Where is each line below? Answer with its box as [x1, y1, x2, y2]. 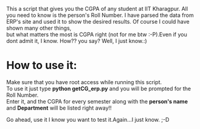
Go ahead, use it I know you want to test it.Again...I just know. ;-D [6, 116, 170, 123]
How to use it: [6, 59, 77, 72]
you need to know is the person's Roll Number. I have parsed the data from [6, 12, 194, 19]
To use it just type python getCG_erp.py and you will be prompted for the [6, 85, 191, 92]
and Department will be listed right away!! [6, 104, 112, 111]
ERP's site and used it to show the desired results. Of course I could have [6, 18, 190, 25]
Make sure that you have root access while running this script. [6, 78, 162, 85]
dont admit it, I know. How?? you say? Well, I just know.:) [6, 38, 147, 44]
